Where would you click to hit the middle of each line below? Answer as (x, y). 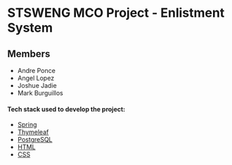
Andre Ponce (37, 71)
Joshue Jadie (37, 85)
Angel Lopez (36, 78)
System (30, 28)
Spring (27, 125)
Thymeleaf (33, 132)
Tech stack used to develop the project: (66, 109)
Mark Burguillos (40, 93)
